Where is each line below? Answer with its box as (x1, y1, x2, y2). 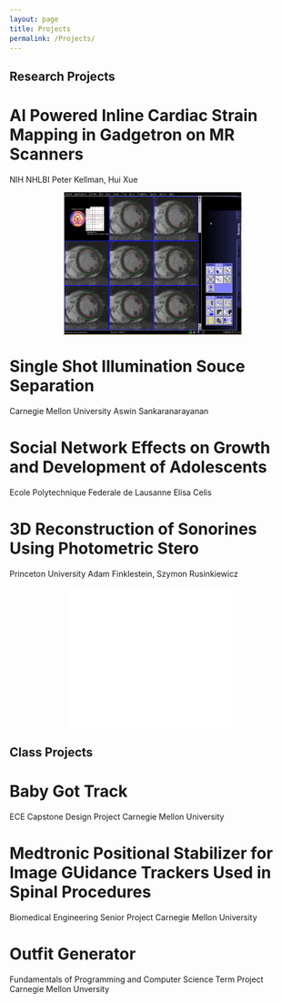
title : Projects (9, 24, 71, 34)
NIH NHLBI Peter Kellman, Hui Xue (9, 174, 138, 185)
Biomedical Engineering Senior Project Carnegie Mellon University (9, 911, 257, 923)
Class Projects (9, 745, 94, 760)
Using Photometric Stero (9, 538, 200, 559)
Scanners (9, 144, 84, 164)
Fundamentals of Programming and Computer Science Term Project (9, 974, 264, 985)
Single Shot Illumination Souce (9, 356, 246, 377)
